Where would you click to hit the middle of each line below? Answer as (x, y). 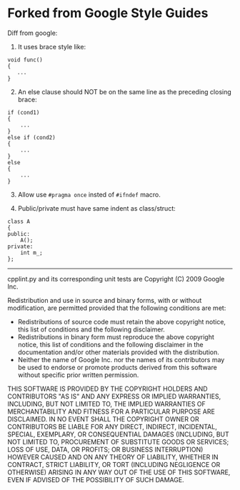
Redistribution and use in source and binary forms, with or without (105, 300)
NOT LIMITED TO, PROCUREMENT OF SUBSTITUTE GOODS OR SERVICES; (118, 441)
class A (19, 221)
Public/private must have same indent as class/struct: (97, 208)
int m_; (31, 252)
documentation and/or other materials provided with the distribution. (118, 352)
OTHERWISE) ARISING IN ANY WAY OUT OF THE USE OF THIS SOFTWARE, (119, 472)
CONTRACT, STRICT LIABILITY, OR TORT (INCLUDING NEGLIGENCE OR (114, 464)
